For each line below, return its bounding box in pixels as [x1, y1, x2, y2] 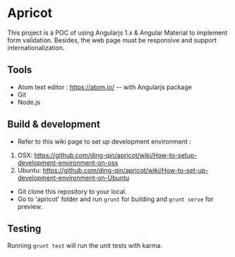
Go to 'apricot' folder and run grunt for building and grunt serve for [17, 195, 214, 203]
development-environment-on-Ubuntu [17, 173, 129, 182]
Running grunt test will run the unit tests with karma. [7, 241, 162, 250]
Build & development [7, 118, 100, 130]
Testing [7, 222, 42, 234]
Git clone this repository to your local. [17, 187, 127, 195]
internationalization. [7, 43, 65, 52]
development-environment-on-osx [17, 158, 119, 167]
